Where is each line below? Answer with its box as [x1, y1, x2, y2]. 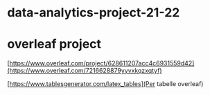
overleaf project [7, 36, 102, 52]
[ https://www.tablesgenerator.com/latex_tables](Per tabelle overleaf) [7, 80, 204, 88]
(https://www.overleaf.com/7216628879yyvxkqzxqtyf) [7, 67, 162, 75]
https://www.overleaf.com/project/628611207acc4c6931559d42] [9, 59, 195, 67]
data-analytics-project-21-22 [7, 5, 180, 21]
